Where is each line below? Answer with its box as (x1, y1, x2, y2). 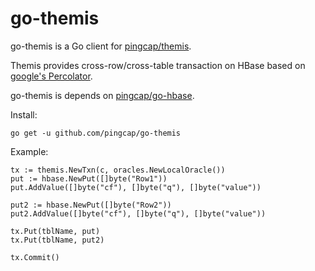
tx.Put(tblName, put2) (10, 235, 105, 245)
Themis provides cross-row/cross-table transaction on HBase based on (10, 59, 306, 71)
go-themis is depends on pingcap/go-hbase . (10, 89, 195, 101)
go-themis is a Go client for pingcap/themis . (10, 40, 192, 52)
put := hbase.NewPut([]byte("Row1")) (10, 173, 168, 184)
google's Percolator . (10, 70, 93, 82)
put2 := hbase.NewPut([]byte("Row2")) (10, 200, 172, 210)
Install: (10, 108, 38, 121)
